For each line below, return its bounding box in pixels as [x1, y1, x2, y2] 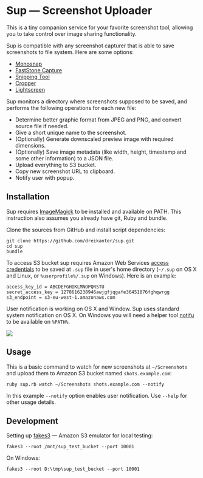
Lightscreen [15, 86, 46, 93]
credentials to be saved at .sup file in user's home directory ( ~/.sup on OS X [6, 265, 197, 273]
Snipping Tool [15, 73, 50, 80]
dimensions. [15, 142, 46, 149]
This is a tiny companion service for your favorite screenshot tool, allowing [6, 24, 193, 31]
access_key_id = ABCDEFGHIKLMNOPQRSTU [6, 284, 105, 290]
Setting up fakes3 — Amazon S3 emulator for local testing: [6, 432, 153, 439]
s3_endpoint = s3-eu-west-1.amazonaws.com [6, 294, 115, 301]
